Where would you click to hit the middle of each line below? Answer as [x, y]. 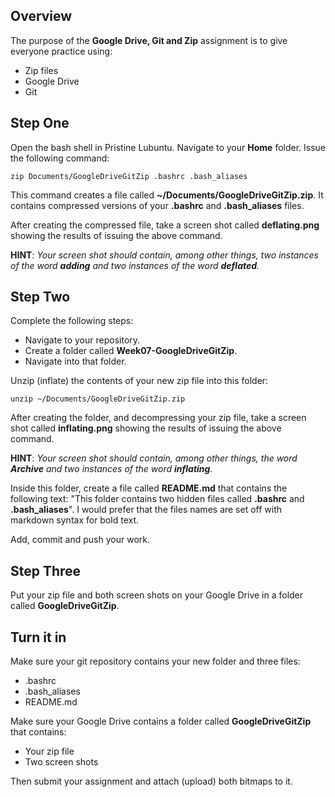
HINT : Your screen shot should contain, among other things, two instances [164, 255]
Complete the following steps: [72, 321]
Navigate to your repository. [82, 340]
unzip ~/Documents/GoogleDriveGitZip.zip [98, 399]
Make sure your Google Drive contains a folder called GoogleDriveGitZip [161, 721]
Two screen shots [61, 762]
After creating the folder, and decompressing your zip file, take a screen [158, 418]
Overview [41, 16]
